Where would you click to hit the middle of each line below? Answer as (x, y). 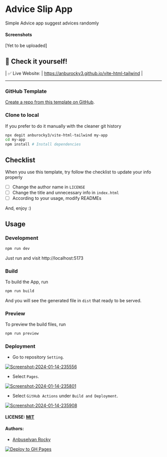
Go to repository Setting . (38, 357)
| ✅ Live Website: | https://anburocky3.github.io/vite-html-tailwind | (74, 73)
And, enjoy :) (18, 208)
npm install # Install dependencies (43, 144)
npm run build (20, 291)
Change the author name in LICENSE (49, 187)
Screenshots (19, 34)
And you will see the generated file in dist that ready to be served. (73, 300)
